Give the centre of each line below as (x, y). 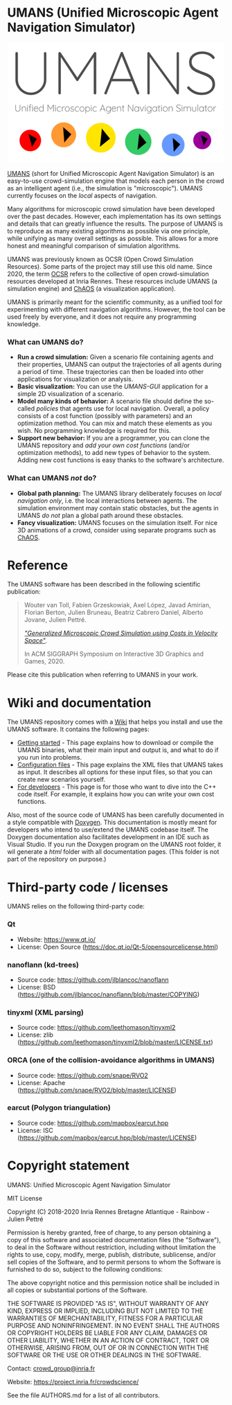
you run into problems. (50, 758)
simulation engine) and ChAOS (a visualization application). (92, 288)
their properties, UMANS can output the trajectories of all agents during (119, 364)
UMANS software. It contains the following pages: (79, 729)
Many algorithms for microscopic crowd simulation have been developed (111, 208)
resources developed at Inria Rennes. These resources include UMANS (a (112, 281)
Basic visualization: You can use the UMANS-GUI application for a (113, 386)
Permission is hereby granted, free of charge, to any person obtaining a (109, 1232)
